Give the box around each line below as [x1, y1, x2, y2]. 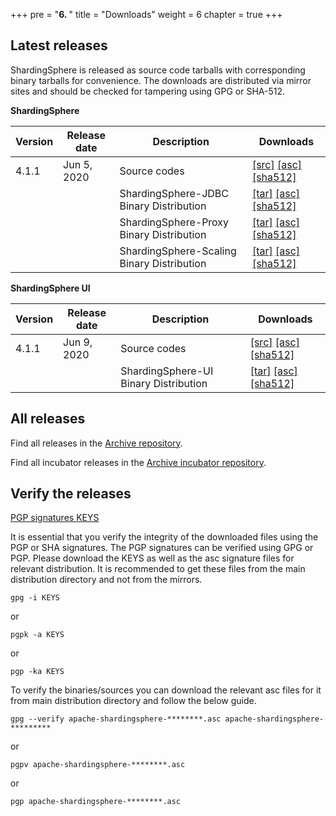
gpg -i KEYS [10, 593, 60, 603]
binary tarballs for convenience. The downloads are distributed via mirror [10, 74, 312, 86]
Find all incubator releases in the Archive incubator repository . [10, 456, 267, 468]
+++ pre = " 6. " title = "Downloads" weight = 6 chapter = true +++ [10, 9, 283, 20]
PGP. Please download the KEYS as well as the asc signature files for [10, 552, 295, 564]
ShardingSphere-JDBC [119, 186, 229, 200]
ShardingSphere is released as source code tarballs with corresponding [10, 64, 306, 76]
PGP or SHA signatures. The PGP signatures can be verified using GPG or [10, 542, 314, 554]
